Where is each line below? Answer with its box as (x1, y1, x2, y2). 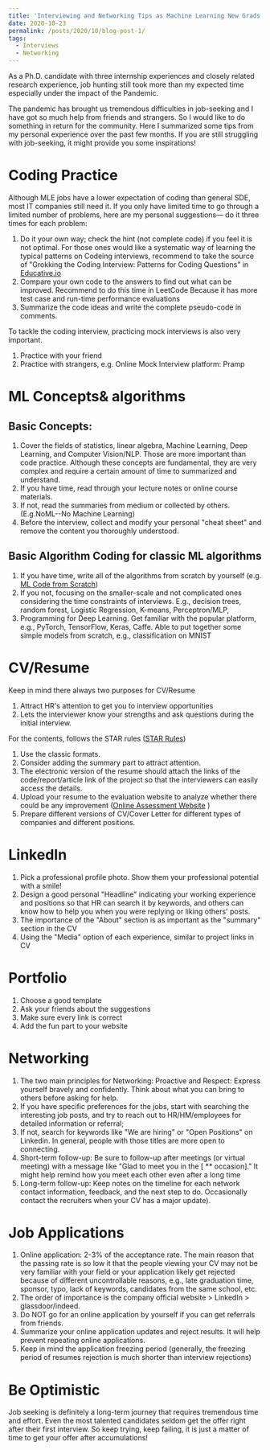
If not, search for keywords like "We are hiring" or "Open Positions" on (19, 1127, 253, 1136)
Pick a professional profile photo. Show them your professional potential (19, 872, 260, 881)
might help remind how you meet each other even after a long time (19, 1169, 241, 1179)
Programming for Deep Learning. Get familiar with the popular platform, (19, 613, 257, 623)
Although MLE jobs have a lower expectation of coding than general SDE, (8, 192, 251, 202)
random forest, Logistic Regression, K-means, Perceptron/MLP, (19, 605, 230, 614)
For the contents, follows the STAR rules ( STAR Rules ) (8, 733, 186, 743)
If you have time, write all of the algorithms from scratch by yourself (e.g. (19, 570, 262, 580)
